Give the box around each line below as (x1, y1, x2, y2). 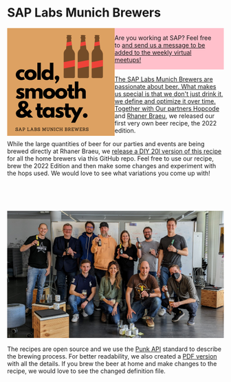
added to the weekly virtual (114, 48, 192, 57)
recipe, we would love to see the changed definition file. (7, 367, 166, 375)
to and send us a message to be (114, 41, 206, 49)
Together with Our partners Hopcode (114, 104, 220, 112)
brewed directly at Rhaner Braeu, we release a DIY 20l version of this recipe (7, 147, 222, 155)
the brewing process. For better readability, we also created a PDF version (7, 352, 218, 360)
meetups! (114, 55, 142, 63)
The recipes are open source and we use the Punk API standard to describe (7, 345, 222, 353)
